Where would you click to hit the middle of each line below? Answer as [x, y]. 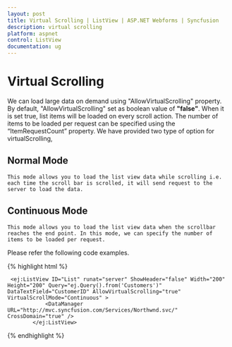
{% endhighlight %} [36, 335]
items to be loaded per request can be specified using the [91, 123]
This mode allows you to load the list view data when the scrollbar [112, 227]
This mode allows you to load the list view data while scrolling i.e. [115, 177]
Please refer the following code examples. [68, 252]
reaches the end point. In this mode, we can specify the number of [110, 233]
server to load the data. [45, 189]
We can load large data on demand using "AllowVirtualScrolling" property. [115, 101]
